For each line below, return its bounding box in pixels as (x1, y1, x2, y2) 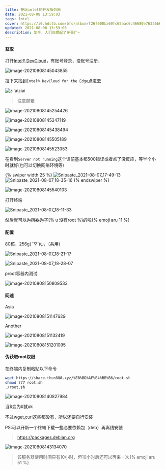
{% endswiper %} (73, 177, 110, 183)
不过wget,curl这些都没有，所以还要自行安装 (5, 414, 93, 420)
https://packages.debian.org (17, 435, 75, 440)
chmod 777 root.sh (5, 380, 43, 385)
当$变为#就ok (5, 403, 33, 409)
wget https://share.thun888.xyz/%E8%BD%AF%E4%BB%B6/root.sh (5, 375, 131, 380)
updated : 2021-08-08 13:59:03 (5, 26, 67, 31)
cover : (5, 21, 19, 26)
